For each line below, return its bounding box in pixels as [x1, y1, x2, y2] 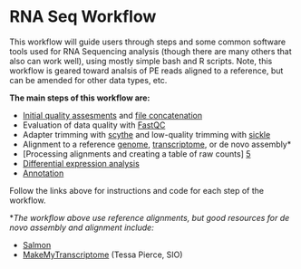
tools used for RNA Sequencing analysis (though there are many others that [9, 45, 292, 56]
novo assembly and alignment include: [9, 222, 154, 233]
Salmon [22, 239, 52, 250]
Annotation [22, 168, 64, 178]
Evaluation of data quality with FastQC [22, 120, 166, 130]
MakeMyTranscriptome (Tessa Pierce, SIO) [22, 249, 183, 260]
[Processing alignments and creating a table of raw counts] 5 [22, 148, 251, 159]
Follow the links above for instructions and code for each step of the [9, 185, 265, 196]
